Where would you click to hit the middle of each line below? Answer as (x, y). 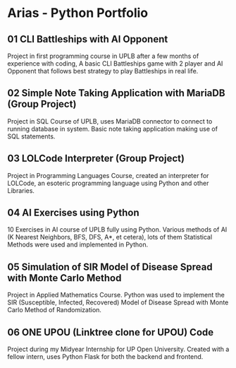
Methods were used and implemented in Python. (78, 244)
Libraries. (21, 190)
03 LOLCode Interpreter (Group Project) (96, 159)
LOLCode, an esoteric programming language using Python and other (108, 183)
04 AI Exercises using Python (73, 213)
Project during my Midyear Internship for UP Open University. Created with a (118, 349)
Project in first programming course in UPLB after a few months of (103, 56)
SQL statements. (31, 136)
